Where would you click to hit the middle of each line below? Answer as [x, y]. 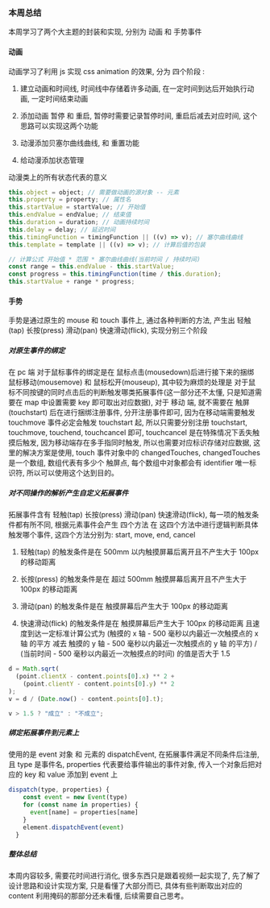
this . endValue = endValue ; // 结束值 [70, 215]
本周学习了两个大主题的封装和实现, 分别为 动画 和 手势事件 [105, 32]
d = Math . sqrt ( [34, 669]
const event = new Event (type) [75, 798]
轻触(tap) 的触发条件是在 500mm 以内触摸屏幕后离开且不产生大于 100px [139, 552]
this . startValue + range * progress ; [72, 282]
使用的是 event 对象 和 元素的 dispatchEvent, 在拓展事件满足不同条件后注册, [134, 754]
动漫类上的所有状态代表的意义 [58, 177]
